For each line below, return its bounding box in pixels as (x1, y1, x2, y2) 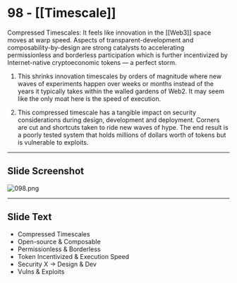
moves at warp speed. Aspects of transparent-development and (7, 35, 194, 44)
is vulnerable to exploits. (17, 138, 89, 146)
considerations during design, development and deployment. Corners (17, 115, 220, 124)
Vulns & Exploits (17, 267, 65, 276)
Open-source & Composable (17, 237, 101, 246)
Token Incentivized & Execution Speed (17, 252, 129, 260)
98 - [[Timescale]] (7, 5, 116, 21)
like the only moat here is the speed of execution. (17, 94, 161, 103)
